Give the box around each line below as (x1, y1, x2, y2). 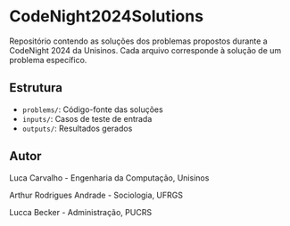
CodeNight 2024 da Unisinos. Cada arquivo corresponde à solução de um (9, 44, 282, 55)
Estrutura (9, 80, 63, 95)
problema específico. (9, 54, 87, 65)
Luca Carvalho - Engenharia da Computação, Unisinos (9, 172, 210, 183)
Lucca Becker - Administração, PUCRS (9, 206, 153, 217)
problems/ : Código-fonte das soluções (21, 104, 163, 115)
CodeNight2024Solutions (9, 6, 203, 27)
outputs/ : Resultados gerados (21, 123, 133, 133)
